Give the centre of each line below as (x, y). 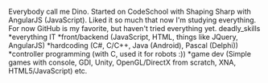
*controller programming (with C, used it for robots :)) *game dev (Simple (130, 54)
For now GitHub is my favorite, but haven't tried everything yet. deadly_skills (134, 28)
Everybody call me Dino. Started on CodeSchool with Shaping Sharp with (130, 12)
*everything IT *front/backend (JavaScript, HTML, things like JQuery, (124, 37)
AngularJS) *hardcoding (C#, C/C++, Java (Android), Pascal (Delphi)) (124, 45)
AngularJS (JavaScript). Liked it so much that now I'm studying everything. (132, 20)
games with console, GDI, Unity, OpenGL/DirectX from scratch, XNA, (122, 62)
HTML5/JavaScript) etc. (48, 71)
